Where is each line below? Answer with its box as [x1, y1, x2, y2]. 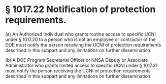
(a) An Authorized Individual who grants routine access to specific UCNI [5, 31, 156, 37]
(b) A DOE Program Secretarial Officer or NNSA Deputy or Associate [5, 57, 148, 63]
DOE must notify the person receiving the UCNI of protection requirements [5, 41, 161, 48]
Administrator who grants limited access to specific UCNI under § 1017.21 [5, 62, 158, 68]
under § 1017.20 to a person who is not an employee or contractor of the [5, 36, 156, 43]
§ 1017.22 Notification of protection [5, 4, 156, 15]
